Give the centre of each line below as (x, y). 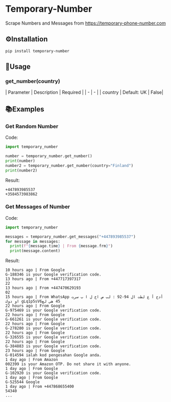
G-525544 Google (22, 382)
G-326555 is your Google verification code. (53, 337)
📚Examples (25, 109)
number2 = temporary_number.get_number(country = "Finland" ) (69, 165)
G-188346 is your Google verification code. (53, 274)
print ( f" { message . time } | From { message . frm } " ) (62, 246)
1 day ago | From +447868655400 (40, 387)
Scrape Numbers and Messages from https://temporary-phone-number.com (86, 23)
